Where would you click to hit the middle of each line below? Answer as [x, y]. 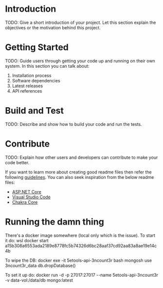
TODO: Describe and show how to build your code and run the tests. [73, 124]
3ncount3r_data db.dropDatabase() [41, 265]
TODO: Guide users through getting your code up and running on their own [80, 61]
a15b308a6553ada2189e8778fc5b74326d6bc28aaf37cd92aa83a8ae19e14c [81, 246]
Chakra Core [25, 202]
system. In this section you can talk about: [47, 66]
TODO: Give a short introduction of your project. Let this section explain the [81, 22]
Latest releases [27, 86]
